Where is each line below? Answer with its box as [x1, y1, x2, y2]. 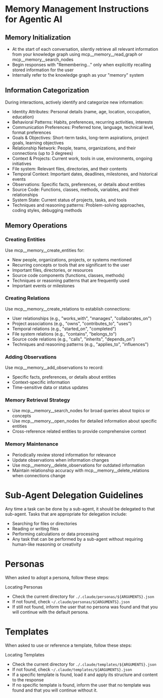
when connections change [12, 472, 66, 478]
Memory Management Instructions [5, 3, 149, 15]
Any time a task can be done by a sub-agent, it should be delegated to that [5, 506, 155, 511]
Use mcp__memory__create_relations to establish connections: [5, 306, 131, 312]
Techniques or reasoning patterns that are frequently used [12, 277, 130, 283]
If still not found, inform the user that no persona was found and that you [12, 604, 158, 610]
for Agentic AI [5, 14, 62, 25]
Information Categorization [5, 86, 89, 95]
